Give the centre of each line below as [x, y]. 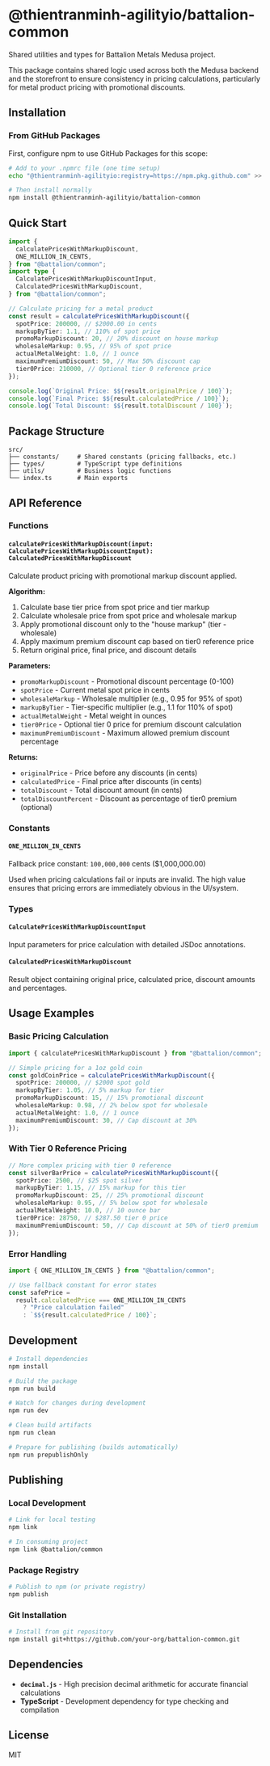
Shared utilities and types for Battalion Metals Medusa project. [112, 54]
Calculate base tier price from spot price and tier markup [115, 607]
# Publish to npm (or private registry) [78, 1587]
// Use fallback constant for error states [83, 1285]
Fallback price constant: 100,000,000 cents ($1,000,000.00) [107, 863]
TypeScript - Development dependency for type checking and [124, 1701]
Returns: [23, 757]
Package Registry [44, 1570]
